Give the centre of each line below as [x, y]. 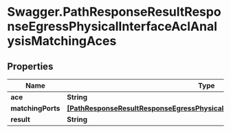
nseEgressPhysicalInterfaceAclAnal [112, 26]
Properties [30, 66]
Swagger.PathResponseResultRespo [114, 12]
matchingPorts [35, 108]
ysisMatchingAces [62, 41]
